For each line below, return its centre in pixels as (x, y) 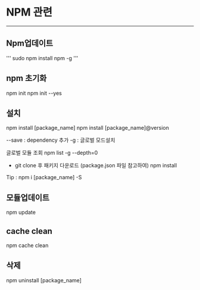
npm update (21, 213)
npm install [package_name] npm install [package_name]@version (88, 128)
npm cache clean (27, 245)
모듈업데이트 (28, 197)
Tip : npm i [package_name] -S (44, 177)
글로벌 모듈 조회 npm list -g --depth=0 (52, 153)
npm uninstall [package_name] (44, 280)
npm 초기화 (26, 78)
